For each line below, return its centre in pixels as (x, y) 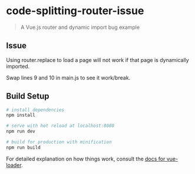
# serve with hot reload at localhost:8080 (60, 126)
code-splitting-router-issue (75, 11)
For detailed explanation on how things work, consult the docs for (86, 159)
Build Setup (28, 96)
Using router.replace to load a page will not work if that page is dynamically (98, 60)
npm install (21, 115)
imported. (18, 66)
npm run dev (21, 132)
